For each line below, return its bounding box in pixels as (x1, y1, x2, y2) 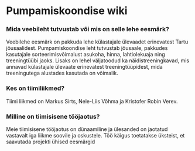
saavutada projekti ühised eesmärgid (6, 138, 95, 145)
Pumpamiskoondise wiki (6, 4, 128, 18)
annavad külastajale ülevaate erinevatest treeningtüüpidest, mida (6, 63, 163, 71)
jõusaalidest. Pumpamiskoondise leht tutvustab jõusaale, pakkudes (6, 45, 168, 52)
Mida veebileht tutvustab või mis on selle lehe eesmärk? (6, 25, 170, 33)
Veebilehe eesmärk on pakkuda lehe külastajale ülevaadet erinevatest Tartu (6, 38, 189, 45)
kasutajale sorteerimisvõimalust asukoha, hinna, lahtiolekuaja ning (6, 51, 165, 58)
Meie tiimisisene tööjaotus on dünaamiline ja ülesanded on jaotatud (6, 126, 168, 133)
